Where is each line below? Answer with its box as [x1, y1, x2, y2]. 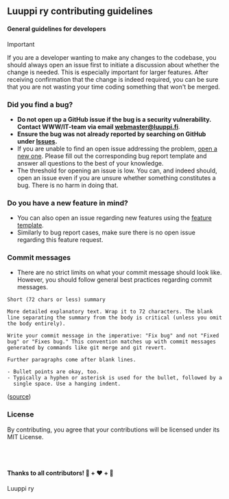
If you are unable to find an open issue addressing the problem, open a [16, 144, 218, 153]
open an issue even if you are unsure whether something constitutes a [16, 173, 216, 181]
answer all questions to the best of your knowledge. [16, 159, 164, 167]
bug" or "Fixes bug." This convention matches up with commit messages [7, 338, 216, 346]
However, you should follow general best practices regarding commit [16, 276, 213, 284]
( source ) [7, 392, 32, 401]
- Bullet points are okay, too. [7, 368, 99, 375]
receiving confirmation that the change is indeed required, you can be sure [7, 75, 219, 83]
